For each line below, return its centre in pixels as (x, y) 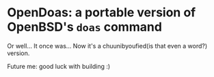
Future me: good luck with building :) (59, 66)
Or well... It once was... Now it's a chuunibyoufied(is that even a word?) (107, 46)
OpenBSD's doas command (85, 27)
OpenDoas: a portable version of (102, 13)
